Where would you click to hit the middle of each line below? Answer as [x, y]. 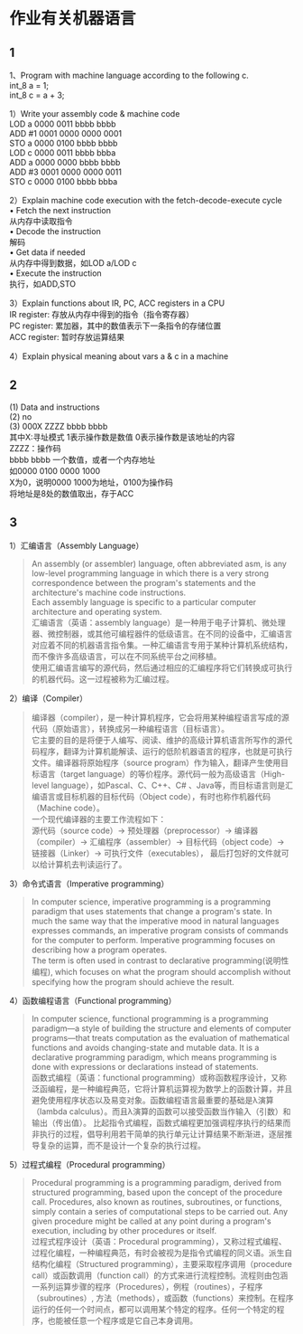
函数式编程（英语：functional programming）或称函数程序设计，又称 [159, 1077]
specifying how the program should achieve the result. [133, 981]
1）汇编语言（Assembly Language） [77, 545]
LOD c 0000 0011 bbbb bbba [63, 153]
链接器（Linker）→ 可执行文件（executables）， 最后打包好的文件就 [156, 853]
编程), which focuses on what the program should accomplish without [161, 971]
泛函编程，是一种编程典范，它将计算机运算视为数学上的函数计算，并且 [162, 1088]
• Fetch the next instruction [60, 210]
